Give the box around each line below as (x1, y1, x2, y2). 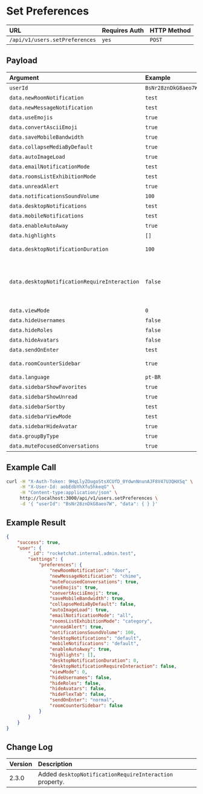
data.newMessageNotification (9, 104, 93, 111)
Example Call (6, 462, 56, 473)
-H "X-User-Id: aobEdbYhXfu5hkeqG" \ (19, 484, 115, 490)
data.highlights (9, 232, 56, 239)
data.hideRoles (9, 326, 53, 334)
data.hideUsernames (9, 317, 65, 323)
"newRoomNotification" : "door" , (49, 567, 131, 574)
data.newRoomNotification (9, 94, 84, 101)
